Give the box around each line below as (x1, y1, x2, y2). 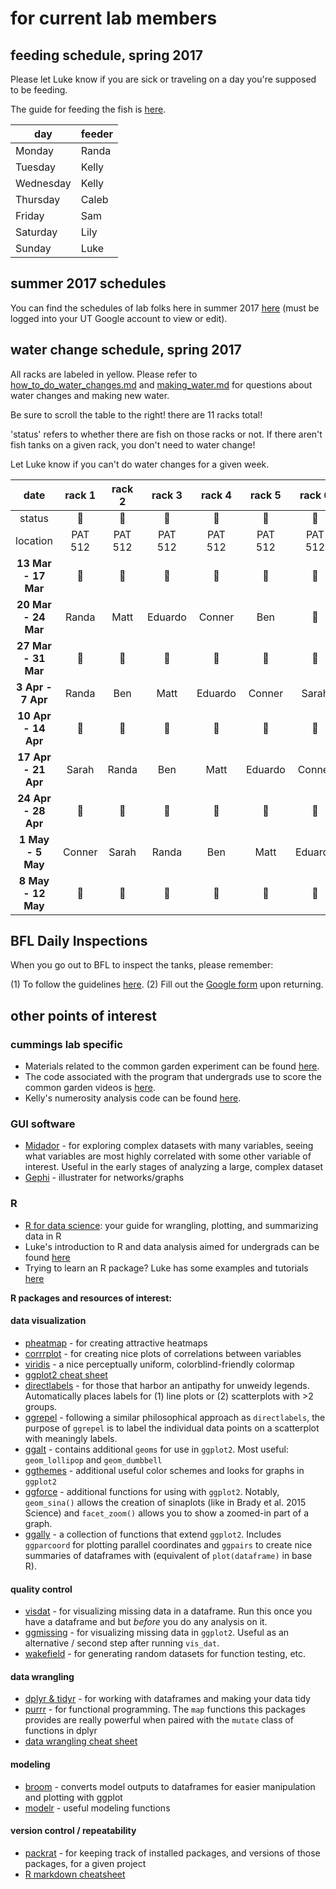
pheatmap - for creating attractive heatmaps (24, 1337, 208, 1349)
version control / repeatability (10, 1825, 137, 1837)
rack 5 (249, 488, 282, 502)
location (15, 533, 53, 547)
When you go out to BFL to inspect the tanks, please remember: (10, 959, 274, 971)
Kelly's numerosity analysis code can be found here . (24, 1092, 242, 1104)
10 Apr (17, 708, 52, 722)
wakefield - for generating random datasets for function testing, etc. (24, 1648, 307, 1660)
